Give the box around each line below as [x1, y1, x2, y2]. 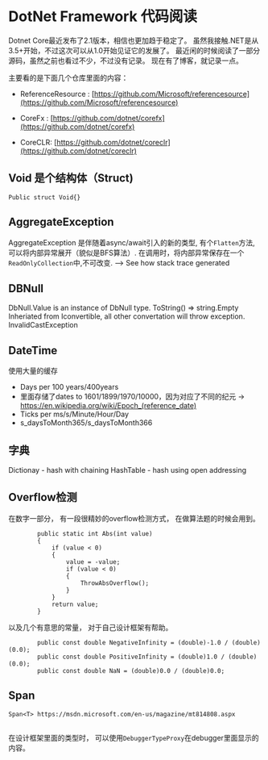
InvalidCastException [8, 320, 79, 330]
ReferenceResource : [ [19, 89, 95, 98]
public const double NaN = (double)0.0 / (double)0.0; [37, 666, 225, 674]
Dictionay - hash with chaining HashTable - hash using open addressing [8, 466, 247, 474]
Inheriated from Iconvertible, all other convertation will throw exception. [8, 311, 245, 321]
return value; [51, 600, 99, 608]
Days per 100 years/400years [19, 382, 119, 392]
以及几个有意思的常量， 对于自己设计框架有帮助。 [8, 622, 173, 632]
